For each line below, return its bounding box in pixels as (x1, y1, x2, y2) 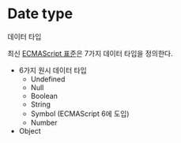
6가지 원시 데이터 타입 (18, 65, 88, 75)
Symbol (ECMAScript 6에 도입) (30, 108, 130, 119)
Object (18, 126, 41, 135)
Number (30, 118, 58, 127)
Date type (7, 5, 73, 23)
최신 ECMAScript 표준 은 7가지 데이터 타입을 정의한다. (7, 48, 173, 58)
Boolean (30, 91, 58, 100)
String (30, 100, 51, 109)
